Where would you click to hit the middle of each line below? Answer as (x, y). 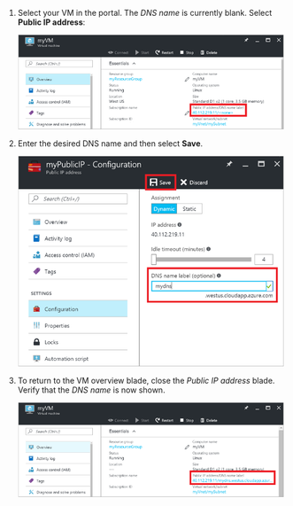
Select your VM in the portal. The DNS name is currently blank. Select (145, 13)
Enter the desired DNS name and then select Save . (110, 143)
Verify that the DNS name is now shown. (91, 390)
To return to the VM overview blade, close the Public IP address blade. (146, 381)
